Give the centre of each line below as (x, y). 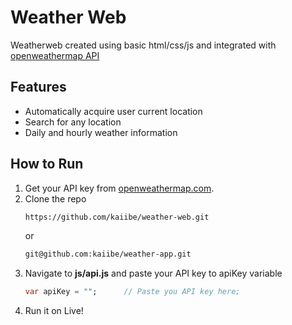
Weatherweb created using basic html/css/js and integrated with (143, 45)
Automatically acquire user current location (113, 111)
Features (38, 87)
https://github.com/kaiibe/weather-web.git (117, 217)
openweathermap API (55, 55)
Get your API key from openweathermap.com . (119, 188)
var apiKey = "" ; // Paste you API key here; (132, 292)
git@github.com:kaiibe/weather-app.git (108, 254)
